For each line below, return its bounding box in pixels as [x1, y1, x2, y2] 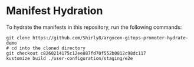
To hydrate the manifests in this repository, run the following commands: [6, 24, 182, 31]
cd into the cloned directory [11, 45, 86, 51]
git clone [6, 35, 31, 41]
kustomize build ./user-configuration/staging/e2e [6, 55, 133, 61]
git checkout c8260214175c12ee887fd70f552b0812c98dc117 [6, 50, 146, 56]
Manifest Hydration [6, 4, 103, 18]
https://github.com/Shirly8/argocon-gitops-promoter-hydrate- [32, 35, 189, 41]
